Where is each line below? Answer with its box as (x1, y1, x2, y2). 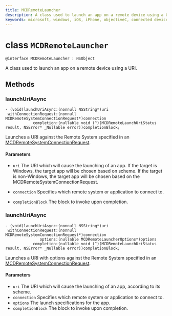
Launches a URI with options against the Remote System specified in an (5, 254, 157, 261)
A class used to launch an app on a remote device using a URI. (5, 65, 137, 71)
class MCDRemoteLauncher (5, 39, 109, 51)
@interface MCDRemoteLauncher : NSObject (5, 56, 95, 62)
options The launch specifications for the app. (12, 300, 111, 306)
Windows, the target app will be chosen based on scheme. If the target (12, 168, 163, 174)
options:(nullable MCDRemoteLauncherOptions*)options (39, 236, 157, 242)
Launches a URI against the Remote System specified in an (5, 134, 130, 140)
